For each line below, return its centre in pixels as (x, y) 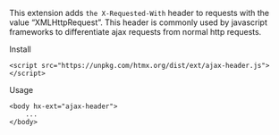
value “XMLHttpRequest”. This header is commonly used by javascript (139, 22)
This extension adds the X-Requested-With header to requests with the (139, 13)
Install (20, 49)
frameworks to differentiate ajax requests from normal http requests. (135, 32)
